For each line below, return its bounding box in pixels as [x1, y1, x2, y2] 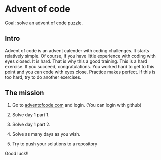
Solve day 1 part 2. [12, 121, 51, 127]
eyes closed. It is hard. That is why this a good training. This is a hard [5, 58, 147, 64]
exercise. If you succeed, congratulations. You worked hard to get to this [5, 63, 155, 69]
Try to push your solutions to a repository [12, 141, 98, 147]
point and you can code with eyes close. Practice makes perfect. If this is [5, 69, 156, 75]
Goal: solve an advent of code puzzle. [5, 20, 83, 26]
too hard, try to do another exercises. [5, 74, 81, 80]
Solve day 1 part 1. [12, 111, 50, 118]
